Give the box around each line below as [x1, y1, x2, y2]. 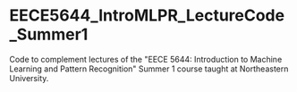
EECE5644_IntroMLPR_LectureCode [9, 5, 284, 26]
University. [9, 72, 49, 83]
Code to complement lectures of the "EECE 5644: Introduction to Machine [9, 54, 283, 64]
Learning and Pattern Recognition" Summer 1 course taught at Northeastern [9, 63, 289, 74]
